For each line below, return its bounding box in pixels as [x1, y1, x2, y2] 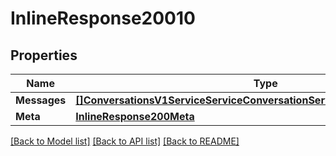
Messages [15, 93, 67, 107]
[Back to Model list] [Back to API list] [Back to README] [10, 135, 240, 147]
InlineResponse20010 [10, 7, 196, 30]
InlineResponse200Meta [75, 110, 195, 123]
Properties [10, 47, 78, 64]
